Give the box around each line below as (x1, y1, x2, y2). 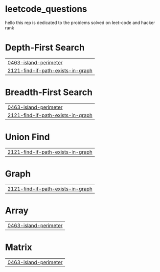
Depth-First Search (5, 42, 85, 53)
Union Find (5, 131, 50, 143)
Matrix (5, 242, 32, 253)
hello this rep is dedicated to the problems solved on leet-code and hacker (5, 20, 156, 25)
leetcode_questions (5, 3, 87, 15)
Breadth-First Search (5, 87, 93, 98)
